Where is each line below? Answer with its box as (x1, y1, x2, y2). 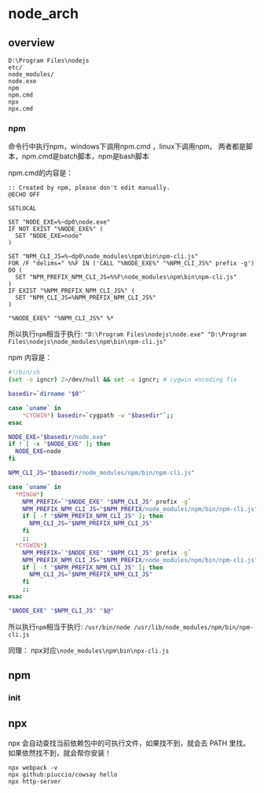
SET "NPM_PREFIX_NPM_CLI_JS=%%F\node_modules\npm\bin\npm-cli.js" (15, 273, 237, 281)
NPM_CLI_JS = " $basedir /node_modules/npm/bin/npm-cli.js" (8, 469, 195, 477)
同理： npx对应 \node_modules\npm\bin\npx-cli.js (8, 645, 170, 655)
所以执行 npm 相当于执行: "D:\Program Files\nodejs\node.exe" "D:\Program (8, 329, 247, 338)
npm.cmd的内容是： (8, 168, 73, 177)
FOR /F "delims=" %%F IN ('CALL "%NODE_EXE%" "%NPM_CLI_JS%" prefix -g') (8, 260, 255, 268)
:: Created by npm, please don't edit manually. (8, 184, 170, 192)
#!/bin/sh (8, 368, 41, 377)
